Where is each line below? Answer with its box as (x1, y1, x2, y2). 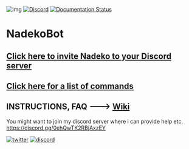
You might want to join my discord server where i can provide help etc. (6, 118, 184, 125)
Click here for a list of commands (6, 81, 134, 91)
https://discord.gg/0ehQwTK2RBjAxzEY (6, 124, 106, 131)
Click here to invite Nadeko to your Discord (6, 51, 172, 61)
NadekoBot (6, 27, 64, 41)
